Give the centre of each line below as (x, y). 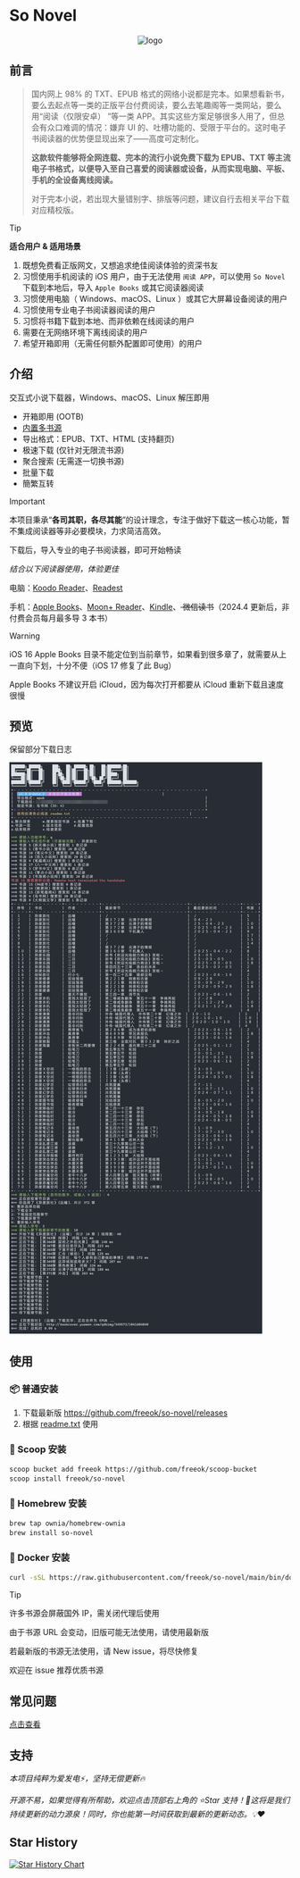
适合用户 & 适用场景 (46, 246)
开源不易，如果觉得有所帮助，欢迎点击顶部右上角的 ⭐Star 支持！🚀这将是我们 (150, 1799)
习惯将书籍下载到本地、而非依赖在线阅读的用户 (108, 321)
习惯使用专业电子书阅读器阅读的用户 (89, 310)
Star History (44, 1843)
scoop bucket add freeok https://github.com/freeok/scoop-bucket (133, 1470)
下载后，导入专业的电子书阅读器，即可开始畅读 (95, 549)
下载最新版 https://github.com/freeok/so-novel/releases (125, 1413)
